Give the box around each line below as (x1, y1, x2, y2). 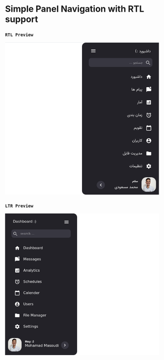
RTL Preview (5, 32, 34, 38)
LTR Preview (5, 203, 34, 208)
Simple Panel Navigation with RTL (5, 3, 144, 15)
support (5, 14, 38, 25)
